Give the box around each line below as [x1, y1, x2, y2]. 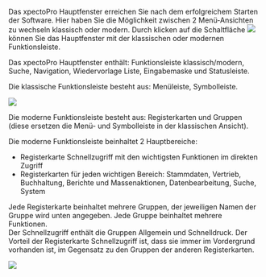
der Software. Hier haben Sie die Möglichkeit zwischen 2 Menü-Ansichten [8, 15, 254, 25]
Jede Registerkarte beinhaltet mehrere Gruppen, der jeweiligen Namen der [8, 202, 256, 212]
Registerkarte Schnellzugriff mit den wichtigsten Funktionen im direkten [19, 152, 258, 162]
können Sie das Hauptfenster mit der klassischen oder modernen [8, 34, 224, 43]
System [19, 187, 46, 196]
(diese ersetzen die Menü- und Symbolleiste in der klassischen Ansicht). [8, 121, 249, 130]
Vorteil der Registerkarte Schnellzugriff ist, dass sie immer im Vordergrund [8, 237, 256, 246]
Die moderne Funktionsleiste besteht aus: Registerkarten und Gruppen [8, 113, 243, 122]
